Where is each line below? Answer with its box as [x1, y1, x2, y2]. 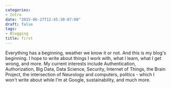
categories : [5, 7, 31, 13]
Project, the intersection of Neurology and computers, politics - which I [5, 71, 155, 77]
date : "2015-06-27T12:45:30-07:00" [5, 17, 81, 22]
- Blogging [5, 31, 29, 36]
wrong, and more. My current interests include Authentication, [5, 61, 136, 67]
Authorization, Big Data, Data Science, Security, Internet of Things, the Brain [5, 66, 166, 72]
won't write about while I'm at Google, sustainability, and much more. [5, 77, 151, 83]
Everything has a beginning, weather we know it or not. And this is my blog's [5, 49, 166, 56]
